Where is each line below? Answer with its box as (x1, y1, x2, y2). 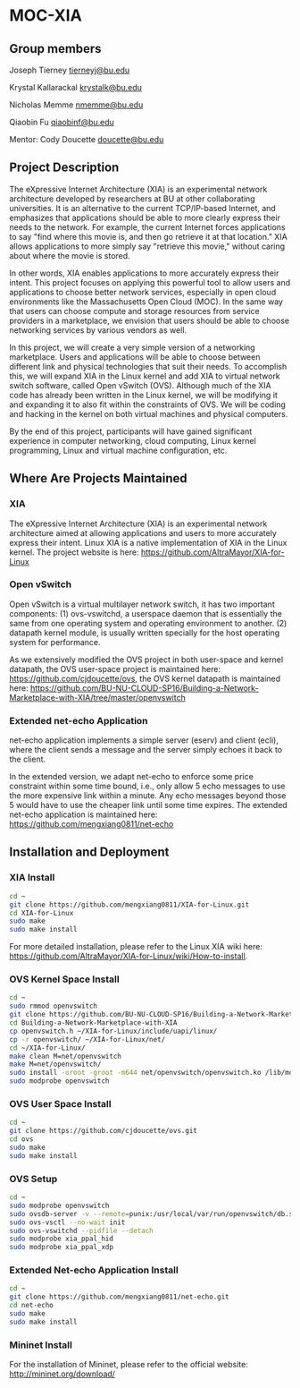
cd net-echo (9, 1301, 54, 1310)
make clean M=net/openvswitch (9, 1052, 122, 1060)
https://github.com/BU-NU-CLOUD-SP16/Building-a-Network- (29, 682, 259, 694)
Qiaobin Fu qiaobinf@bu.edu (9, 117, 114, 127)
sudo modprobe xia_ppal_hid (9, 1234, 114, 1244)
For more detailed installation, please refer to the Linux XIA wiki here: (9, 941, 263, 952)
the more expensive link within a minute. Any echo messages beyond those (9, 790, 287, 801)
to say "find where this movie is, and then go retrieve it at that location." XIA (9, 231, 287, 242)
